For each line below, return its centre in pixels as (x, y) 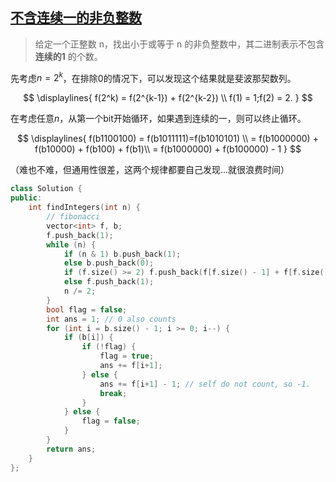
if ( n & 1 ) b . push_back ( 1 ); (122, 254)
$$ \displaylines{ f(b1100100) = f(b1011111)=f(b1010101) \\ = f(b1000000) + (168, 139)
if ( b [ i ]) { (88, 338)
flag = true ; (127, 356)
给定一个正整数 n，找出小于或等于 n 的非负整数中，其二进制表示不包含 (179, 44)
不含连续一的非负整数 (76, 18)
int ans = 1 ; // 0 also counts (111, 319)
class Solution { (46, 189)
